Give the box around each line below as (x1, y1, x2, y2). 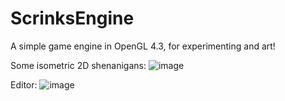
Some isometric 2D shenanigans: (10, 59, 147, 71)
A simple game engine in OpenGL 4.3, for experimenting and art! (10, 40, 276, 52)
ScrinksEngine (10, 7, 135, 30)
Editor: (10, 78, 38, 91)
